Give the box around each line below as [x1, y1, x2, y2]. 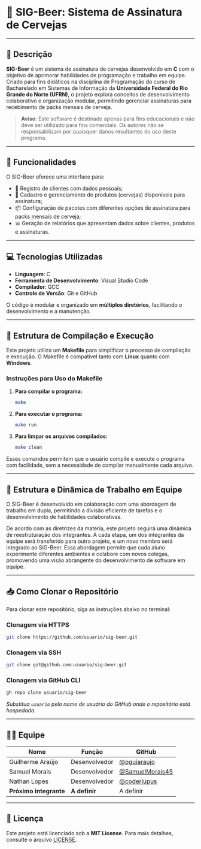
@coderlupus [119, 777, 157, 785]
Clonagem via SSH [6, 648, 62, 657]
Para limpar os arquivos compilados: [14, 433, 108, 440]
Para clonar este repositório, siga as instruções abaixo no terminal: [6, 605, 170, 613]
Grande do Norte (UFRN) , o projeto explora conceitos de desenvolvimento [6, 90, 190, 98]
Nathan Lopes [9, 777, 49, 785]
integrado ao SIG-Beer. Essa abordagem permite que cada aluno [6, 543, 166, 551]
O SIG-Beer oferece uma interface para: [6, 173, 105, 180]
